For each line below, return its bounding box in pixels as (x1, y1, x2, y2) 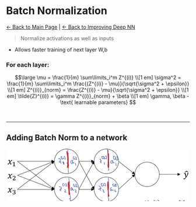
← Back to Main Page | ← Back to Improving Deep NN (6, 23, 135, 30)
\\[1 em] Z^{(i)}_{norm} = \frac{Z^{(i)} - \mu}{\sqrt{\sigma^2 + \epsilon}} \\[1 (7, 87, 189, 94)
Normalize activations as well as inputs (20, 34, 114, 42)
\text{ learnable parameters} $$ (60, 99, 136, 106)
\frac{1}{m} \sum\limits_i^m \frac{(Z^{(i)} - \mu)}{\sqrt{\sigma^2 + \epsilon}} (6, 80, 190, 87)
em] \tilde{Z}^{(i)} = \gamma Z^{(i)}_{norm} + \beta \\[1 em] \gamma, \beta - (6, 92, 190, 100)
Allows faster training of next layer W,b (14, 46, 108, 53)
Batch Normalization (6, 4, 108, 18)
